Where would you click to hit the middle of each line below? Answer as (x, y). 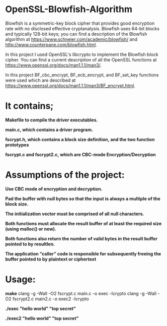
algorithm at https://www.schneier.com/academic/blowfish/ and (71, 39)
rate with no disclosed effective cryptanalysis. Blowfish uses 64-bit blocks (82, 28)
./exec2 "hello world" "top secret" (42, 318)
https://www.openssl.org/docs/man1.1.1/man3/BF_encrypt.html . (70, 85)
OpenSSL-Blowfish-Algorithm (69, 9)
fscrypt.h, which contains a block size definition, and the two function (80, 139)
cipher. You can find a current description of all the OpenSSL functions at (81, 59)
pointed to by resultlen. (30, 244)
